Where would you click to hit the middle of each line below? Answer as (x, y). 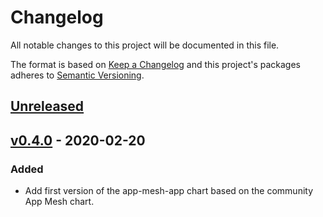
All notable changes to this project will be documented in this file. (145, 45)
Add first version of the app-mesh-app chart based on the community (169, 191)
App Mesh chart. (59, 202)
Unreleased (47, 106)
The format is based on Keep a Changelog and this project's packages (155, 64)
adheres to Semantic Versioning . (77, 75)
